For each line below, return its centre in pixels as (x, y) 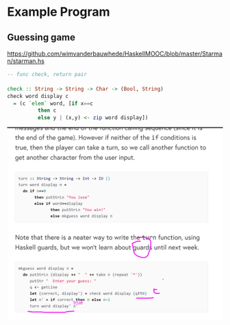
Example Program (59, 12)
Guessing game (41, 37)
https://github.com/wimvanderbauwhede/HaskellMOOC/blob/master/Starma (115, 53)
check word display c (38, 96)
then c (47, 110)
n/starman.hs (26, 61)
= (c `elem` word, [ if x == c (53, 104)
